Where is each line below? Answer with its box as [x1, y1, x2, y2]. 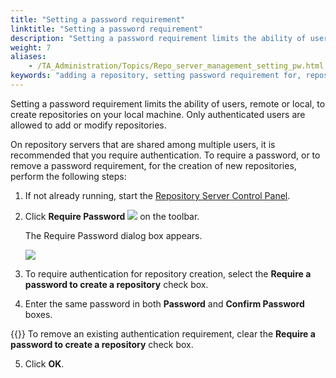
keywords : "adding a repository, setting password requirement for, [10, 71, 302, 81]
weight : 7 [10, 42, 52, 53]
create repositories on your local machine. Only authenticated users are [10, 108, 306, 120]
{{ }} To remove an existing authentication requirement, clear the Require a [10, 327, 316, 340]
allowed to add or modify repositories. [10, 119, 167, 131]
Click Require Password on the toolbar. [24, 210, 200, 222]
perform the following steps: [10, 170, 127, 182]
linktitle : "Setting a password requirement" [10, 24, 203, 34]
